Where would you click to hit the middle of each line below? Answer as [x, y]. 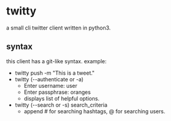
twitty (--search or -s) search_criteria [61, 105]
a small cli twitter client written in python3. [58, 28]
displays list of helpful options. [62, 98]
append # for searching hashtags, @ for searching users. [94, 111]
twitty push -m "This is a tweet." [55, 73]
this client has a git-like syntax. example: [56, 61]
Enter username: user [51, 85]
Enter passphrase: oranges [57, 92]
